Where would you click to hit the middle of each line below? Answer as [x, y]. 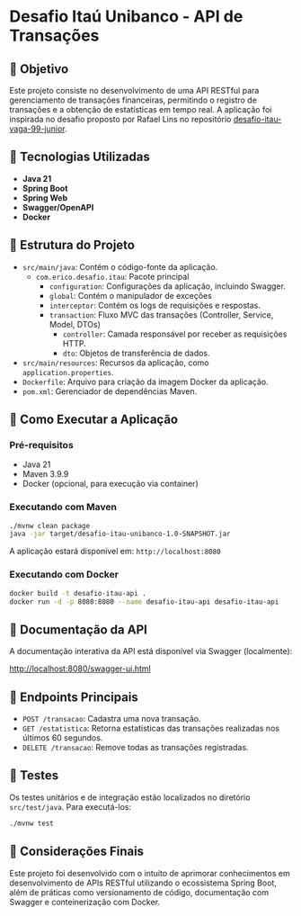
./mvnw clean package [50, 525]
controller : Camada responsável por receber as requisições [175, 334]
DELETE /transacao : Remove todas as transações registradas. [135, 748]
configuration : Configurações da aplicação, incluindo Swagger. [167, 286]
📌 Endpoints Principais [74, 697]
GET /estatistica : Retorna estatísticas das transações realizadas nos [151, 728]
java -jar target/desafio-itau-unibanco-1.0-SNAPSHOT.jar [120, 534]
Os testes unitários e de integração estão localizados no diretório [130, 797]
